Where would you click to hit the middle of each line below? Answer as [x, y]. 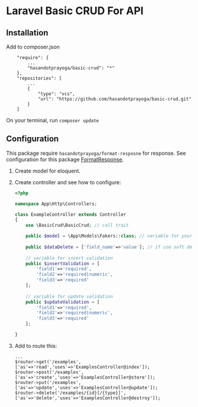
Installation [27, 33]
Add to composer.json [33, 47]
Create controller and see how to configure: [68, 182]
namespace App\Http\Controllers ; [56, 204]
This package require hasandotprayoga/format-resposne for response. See [96, 153]
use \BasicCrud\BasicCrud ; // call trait [77, 226]
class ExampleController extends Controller [70, 214]
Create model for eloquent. [48, 171]
